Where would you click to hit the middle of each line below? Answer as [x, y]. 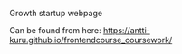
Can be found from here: [55, 30]
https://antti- [127, 30]
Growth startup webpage [56, 13]
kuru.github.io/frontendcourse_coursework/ [91, 40]
